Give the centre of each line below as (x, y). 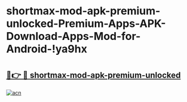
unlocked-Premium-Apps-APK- (86, 24)
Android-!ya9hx (47, 49)
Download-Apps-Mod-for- (73, 36)
